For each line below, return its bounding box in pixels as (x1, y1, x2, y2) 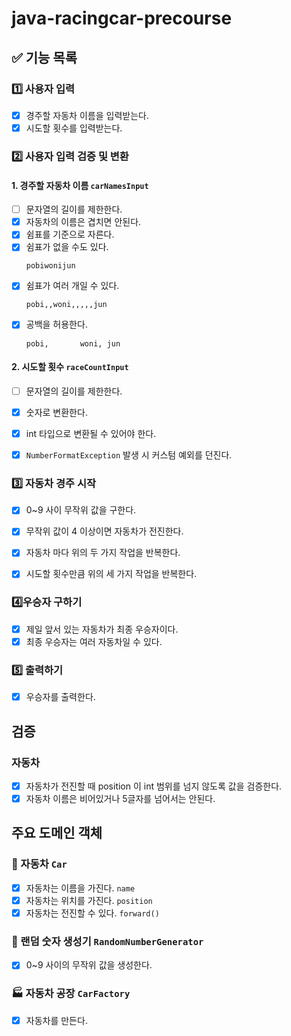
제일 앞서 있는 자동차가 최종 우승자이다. (25, 623, 179, 635)
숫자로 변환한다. (25, 406, 88, 418)
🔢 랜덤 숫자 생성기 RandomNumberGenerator (11, 934, 204, 948)
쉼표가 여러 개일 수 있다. (25, 280, 120, 292)
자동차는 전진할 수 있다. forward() (25, 907, 160, 919)
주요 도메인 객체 (11, 825, 103, 842)
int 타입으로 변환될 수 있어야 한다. (25, 427, 157, 439)
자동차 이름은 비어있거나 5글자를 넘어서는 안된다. (25, 793, 216, 805)
